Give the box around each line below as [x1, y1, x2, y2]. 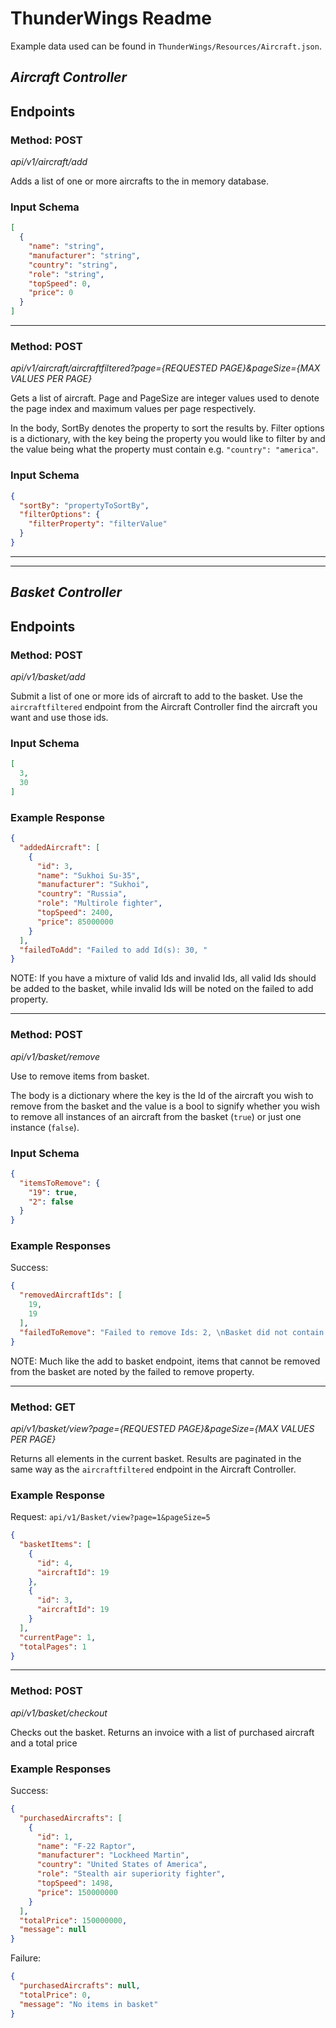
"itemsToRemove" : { [19, 1178, 101, 1188]
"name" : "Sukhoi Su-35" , [36, 870, 141, 881]
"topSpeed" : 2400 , [36, 908, 114, 918]
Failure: [10, 1952, 42, 1964]
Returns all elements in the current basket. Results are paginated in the [10, 1452, 302, 1464]
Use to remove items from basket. [10, 1070, 150, 1082]
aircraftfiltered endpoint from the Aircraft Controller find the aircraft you [10, 700, 318, 712]
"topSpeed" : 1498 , [36, 1878, 114, 1889]
